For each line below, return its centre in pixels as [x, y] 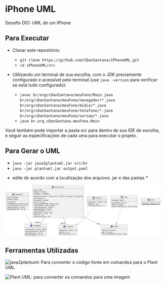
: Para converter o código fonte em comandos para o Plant [98, 262]
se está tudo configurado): [39, 85]
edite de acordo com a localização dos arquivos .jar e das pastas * [80, 178]
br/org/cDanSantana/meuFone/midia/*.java [63, 105]
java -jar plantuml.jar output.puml [50, 169]
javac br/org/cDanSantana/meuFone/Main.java [66, 95]
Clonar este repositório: [36, 50]
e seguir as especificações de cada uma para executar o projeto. [71, 135]
